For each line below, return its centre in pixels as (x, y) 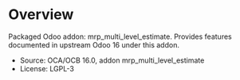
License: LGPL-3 (47, 68)
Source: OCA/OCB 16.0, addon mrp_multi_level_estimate (112, 60)
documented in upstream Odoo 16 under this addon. (94, 44)
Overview (41, 15)
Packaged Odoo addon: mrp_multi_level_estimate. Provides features (120, 36)
